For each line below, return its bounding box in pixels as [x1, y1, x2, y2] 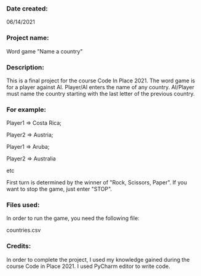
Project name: [6, 34, 49, 42]
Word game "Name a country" [6, 47, 83, 55]
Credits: [6, 242, 31, 250]
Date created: [6, 4, 48, 13]
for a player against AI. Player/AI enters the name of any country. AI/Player [6, 83, 195, 90]
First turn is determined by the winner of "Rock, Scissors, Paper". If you [6, 179, 187, 186]
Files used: [6, 201, 40, 210]
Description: [6, 63, 44, 71]
